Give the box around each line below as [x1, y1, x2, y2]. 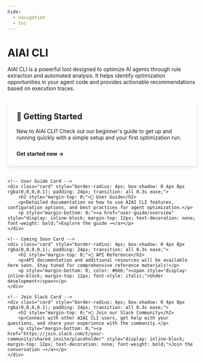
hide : [7, 8, 21, 15]
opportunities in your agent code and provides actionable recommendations [7, 79, 196, 86]
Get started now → [16, 150, 64, 157]
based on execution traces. [7, 85, 75, 92]
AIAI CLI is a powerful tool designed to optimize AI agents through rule [7, 66, 181, 73]
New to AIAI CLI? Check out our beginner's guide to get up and [16, 127, 172, 135]
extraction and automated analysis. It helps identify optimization [7, 72, 166, 79]
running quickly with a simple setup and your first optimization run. [16, 133, 182, 141]
